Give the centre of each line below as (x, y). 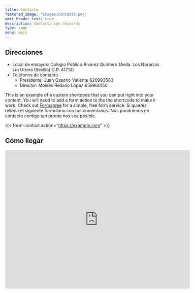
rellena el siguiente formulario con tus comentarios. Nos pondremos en (77, 110)
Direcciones (24, 52)
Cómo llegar (24, 141)
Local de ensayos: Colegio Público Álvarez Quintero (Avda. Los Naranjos (86, 64)
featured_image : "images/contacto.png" (46, 14)
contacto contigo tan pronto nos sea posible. (50, 116)
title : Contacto (22, 10)
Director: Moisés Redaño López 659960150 (64, 85)
